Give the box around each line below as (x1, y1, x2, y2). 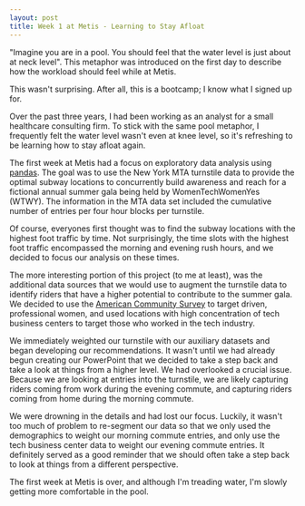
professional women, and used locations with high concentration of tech (9, 307, 280, 318)
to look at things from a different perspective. (9, 459, 179, 470)
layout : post (9, 13, 59, 23)
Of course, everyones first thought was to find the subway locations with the (9, 223, 296, 234)
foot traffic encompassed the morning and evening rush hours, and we (9, 242, 274, 253)
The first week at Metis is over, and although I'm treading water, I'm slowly (9, 476, 288, 487)
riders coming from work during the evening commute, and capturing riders (9, 383, 292, 394)
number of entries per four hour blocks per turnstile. (9, 205, 205, 216)
